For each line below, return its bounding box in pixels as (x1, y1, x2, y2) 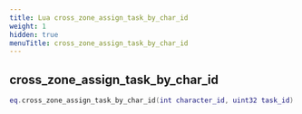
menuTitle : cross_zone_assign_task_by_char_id (9, 38, 189, 48)
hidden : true (9, 30, 59, 39)
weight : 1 (9, 22, 47, 31)
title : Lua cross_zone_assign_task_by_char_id (9, 13, 189, 23)
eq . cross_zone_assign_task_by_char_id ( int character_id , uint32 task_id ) (9, 96, 295, 105)
